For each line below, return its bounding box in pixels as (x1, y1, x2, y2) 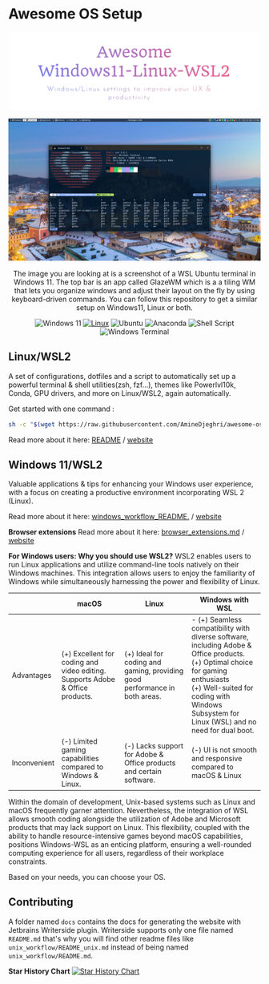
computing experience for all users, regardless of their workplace (8, 848, 224, 857)
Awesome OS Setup (8, 5, 143, 23)
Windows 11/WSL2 (8, 458, 102, 472)
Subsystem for (191, 708, 240, 718)
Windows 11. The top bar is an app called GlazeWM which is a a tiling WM (13, 277, 256, 287)
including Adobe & (191, 640, 252, 650)
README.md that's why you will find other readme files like (8, 934, 195, 943)
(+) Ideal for (123, 649, 164, 659)
